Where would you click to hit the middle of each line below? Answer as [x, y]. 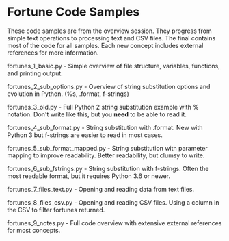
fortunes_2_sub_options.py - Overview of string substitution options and [109, 86]
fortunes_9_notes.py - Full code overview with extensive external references [114, 223]
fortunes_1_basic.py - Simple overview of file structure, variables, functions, [113, 66]
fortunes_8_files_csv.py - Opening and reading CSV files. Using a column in [113, 202]
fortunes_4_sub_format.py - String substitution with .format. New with [105, 127]
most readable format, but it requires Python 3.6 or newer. [89, 176]
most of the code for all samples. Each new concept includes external [105, 45]
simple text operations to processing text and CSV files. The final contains [111, 38]
